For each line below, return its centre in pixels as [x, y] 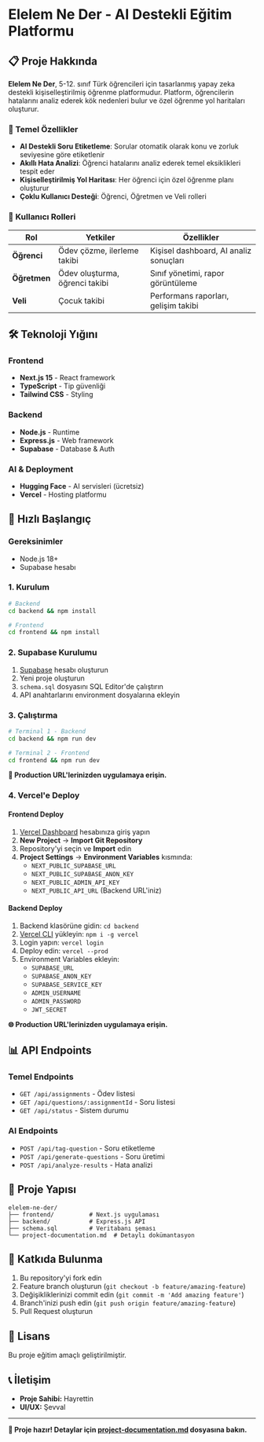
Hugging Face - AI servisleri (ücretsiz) [82, 486]
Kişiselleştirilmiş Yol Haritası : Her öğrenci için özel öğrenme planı [126, 180]
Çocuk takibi [81, 300]
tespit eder [37, 171]
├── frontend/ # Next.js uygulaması [84, 1215]
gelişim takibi [174, 306]
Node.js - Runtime [49, 432]
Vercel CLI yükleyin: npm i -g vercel [79, 934]
